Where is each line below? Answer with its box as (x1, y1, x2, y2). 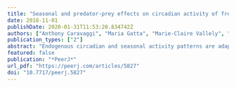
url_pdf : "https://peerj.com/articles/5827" (7, 62, 140, 69)
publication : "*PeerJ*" (7, 56, 77, 63)
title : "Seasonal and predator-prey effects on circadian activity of (7, 10, 218, 18)
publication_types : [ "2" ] (7, 36, 83, 43)
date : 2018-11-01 (7, 17, 58, 24)
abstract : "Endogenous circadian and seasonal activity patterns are (7, 43, 216, 50)
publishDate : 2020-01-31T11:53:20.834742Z (7, 23, 133, 30)
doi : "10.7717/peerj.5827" (7, 69, 86, 76)
